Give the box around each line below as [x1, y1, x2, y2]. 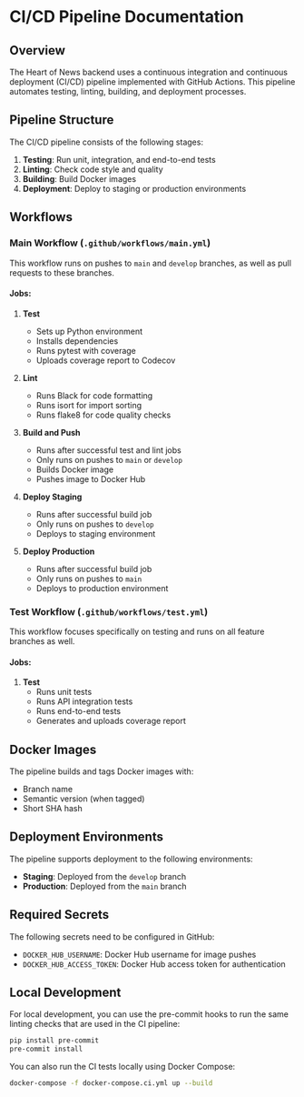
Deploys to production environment [35, 582, 169, 593]
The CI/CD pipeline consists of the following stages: [9, 136, 204, 147]
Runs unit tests [35, 687, 93, 698]
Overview [9, 43, 66, 58]
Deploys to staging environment [35, 528, 156, 538]
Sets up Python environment [35, 326, 143, 337]
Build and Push [22, 427, 81, 438]
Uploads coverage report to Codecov [35, 355, 176, 366]
